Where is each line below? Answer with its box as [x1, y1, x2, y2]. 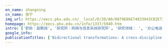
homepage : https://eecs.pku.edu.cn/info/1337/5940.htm [5, 21, 122, 26]
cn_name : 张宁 [5, 12, 33, 17]
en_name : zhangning [5, 7, 46, 12]
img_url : [5, 16, 23, 21]
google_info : [5, 30, 32, 35]
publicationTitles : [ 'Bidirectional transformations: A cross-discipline [5, 35, 162, 40]
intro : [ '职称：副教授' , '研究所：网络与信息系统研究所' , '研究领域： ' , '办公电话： [5, 26, 166, 31]
